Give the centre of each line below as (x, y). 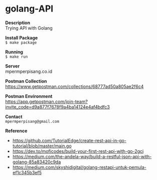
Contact (14, 117)
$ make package (21, 42)
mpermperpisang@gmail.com (32, 121)
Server (13, 66)
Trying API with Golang (29, 28)
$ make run (17, 57)
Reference (16, 131)
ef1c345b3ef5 (27, 172)
